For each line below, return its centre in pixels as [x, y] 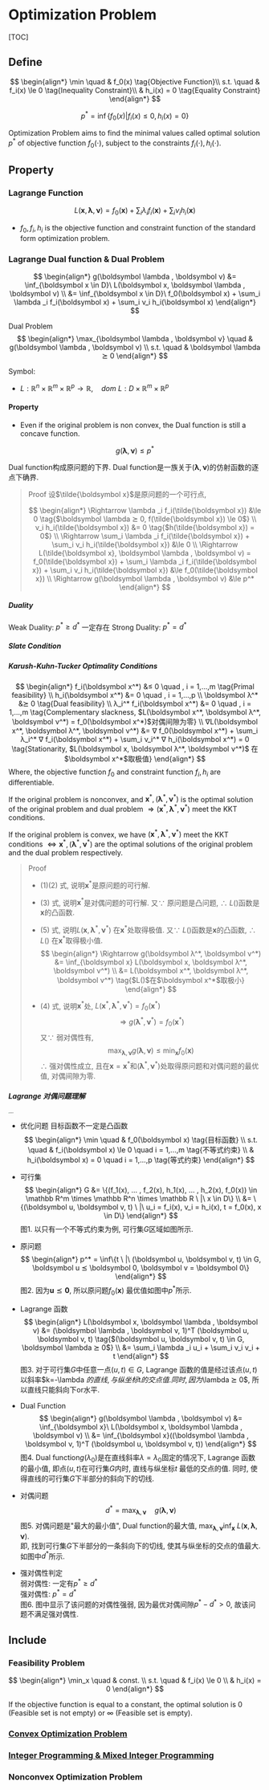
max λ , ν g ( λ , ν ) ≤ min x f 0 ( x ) [151, 1051]
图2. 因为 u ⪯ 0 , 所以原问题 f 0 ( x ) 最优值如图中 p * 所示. [106, 1291]
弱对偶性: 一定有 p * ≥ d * [59, 1582]
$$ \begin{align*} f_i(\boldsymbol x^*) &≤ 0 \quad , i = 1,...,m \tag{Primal [135, 686]
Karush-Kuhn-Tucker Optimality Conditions [83, 666]
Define [25, 62]
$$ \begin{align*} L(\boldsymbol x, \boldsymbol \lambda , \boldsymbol [141, 1322]
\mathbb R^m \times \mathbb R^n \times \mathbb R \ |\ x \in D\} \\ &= [139, 1199]
